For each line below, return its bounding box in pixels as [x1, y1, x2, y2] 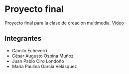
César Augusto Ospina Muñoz [11, 53, 74, 59]
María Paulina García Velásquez [11, 63, 77, 69]
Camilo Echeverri [11, 47, 47, 53]
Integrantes [4, 34, 42, 43]
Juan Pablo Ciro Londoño [11, 58, 64, 64]
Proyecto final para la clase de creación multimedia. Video [4, 20, 124, 26]
